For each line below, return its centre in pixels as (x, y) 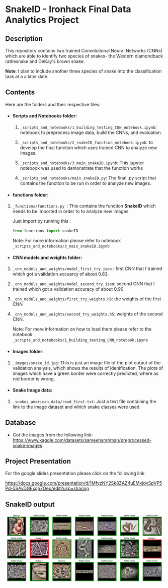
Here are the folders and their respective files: (53, 104)
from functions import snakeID (45, 231)
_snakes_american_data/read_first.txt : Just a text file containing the (85, 401)
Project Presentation (38, 461)
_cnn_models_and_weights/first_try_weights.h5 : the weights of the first (87, 299)
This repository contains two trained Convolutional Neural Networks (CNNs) (84, 51)
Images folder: (28, 351)
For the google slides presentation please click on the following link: (75, 473)
